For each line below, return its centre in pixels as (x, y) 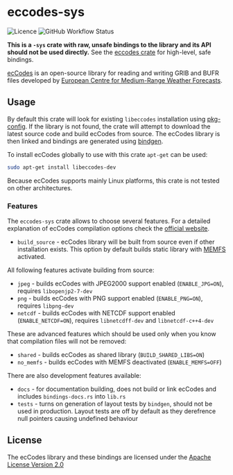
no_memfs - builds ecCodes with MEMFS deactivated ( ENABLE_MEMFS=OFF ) (119, 362)
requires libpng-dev (45, 306)
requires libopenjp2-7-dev (55, 291)
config (16, 126)
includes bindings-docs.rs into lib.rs (71, 396)
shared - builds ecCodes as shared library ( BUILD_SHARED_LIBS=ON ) (111, 354)
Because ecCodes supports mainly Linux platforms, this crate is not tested (113, 181)
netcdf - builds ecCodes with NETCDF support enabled (96, 312)
